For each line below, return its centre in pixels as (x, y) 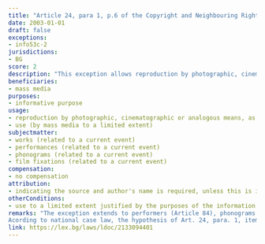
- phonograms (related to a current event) (81, 154)
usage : (19, 111)
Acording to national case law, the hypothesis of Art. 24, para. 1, (125, 220)
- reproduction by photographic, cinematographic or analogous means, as (132, 118)
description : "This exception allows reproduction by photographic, (123, 74)
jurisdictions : (33, 52)
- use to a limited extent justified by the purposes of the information (132, 205)
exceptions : (28, 37)
